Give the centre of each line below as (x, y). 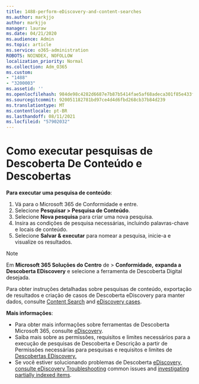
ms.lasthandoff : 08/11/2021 (41, 116)
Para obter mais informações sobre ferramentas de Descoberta (92, 325)
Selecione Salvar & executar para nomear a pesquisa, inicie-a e (93, 236)
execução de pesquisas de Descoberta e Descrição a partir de (91, 344)
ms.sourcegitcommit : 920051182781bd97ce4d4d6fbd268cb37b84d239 (86, 100)
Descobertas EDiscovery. (46, 356)
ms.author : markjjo (30, 17)
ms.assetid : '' (25, 89)
